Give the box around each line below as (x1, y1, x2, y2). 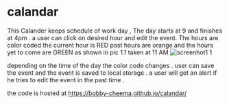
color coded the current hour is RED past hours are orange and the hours (7, 41, 214, 49)
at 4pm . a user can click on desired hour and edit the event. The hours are (7, 33, 219, 41)
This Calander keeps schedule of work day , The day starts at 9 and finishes (7, 27, 223, 35)
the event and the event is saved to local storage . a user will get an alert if (7, 69, 217, 77)
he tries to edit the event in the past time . (7, 75, 125, 84)
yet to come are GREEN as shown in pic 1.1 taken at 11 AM (7, 48, 169, 56)
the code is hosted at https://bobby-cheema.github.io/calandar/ (7, 89, 187, 97)
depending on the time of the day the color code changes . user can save (7, 61, 215, 69)
